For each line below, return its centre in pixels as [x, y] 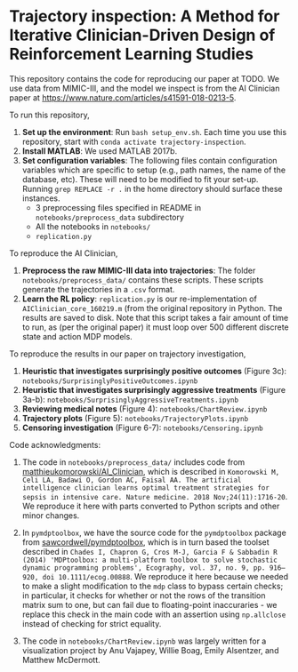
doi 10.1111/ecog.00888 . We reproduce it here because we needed [165, 576]
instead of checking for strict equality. [92, 623]
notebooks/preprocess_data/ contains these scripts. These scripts [143, 280]
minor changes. [51, 515]
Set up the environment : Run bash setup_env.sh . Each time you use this [154, 132]
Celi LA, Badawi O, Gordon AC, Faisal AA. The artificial [132, 480]
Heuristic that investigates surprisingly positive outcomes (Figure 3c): [154, 371]
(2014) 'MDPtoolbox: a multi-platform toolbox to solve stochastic [149, 560]
